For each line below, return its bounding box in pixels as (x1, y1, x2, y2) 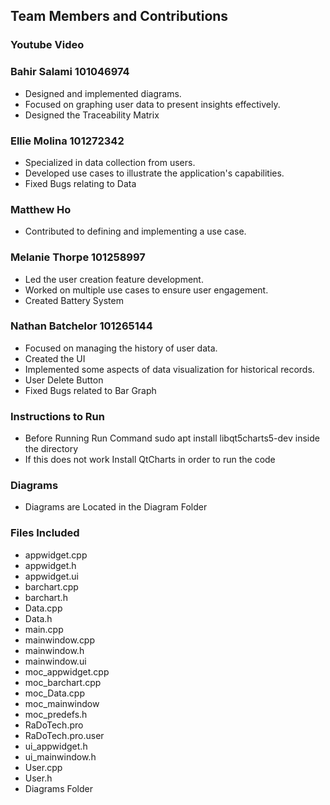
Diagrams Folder (24, 782, 93, 794)
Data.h (24, 612, 53, 624)
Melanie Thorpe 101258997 (10, 250, 146, 264)
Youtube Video (10, 38, 85, 52)
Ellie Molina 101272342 (10, 134, 125, 148)
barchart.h (24, 591, 68, 603)
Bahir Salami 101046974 (10, 65, 130, 79)
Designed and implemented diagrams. (24, 87, 182, 99)
